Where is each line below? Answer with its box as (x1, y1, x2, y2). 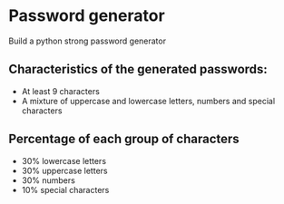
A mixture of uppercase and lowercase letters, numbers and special (21, 95, 276, 106)
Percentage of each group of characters (8, 131, 240, 147)
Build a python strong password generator (8, 35, 167, 46)
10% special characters (21, 184, 110, 195)
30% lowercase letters (21, 155, 106, 166)
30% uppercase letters (21, 165, 108, 176)
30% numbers (21, 174, 76, 186)
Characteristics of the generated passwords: (8, 62, 269, 77)
